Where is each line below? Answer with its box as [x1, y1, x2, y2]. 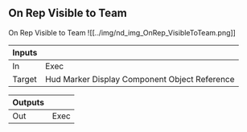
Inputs [12, 47, 38, 58]
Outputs [12, 97, 44, 108]
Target [12, 73, 38, 85]
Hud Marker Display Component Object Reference [45, 73, 235, 85]
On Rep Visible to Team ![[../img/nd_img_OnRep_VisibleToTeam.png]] [8, 27, 236, 37]
